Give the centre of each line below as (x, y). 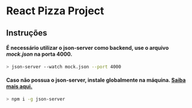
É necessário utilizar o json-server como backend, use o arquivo (87, 48)
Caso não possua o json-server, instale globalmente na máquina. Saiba (96, 80)
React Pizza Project (55, 11)
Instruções (27, 33)
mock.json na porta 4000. (39, 54)
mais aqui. (19, 87)
